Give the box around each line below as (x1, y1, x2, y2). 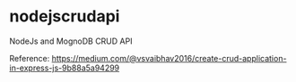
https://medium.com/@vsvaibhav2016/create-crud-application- (51, 53, 287, 63)
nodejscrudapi (9, 6, 120, 27)
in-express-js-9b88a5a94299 (9, 62, 120, 73)
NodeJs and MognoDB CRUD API (9, 36, 133, 46)
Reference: (9, 53, 50, 63)
